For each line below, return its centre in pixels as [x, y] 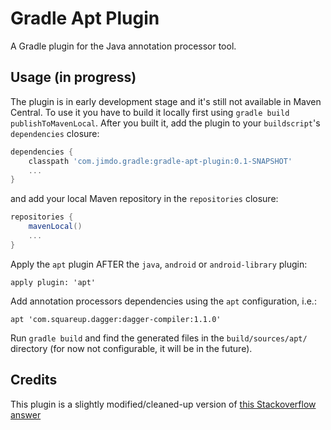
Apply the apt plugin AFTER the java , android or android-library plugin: [159, 264]
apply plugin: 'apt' [53, 282]
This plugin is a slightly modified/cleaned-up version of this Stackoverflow [163, 404]
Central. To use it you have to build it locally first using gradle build [150, 112]
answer [26, 414]
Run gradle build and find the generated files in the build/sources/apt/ [159, 338]
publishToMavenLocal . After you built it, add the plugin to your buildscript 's [165, 123]
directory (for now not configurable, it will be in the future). [131, 348]
